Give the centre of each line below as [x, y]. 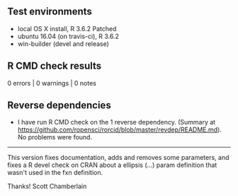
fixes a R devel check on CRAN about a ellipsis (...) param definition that [112, 165]
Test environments [50, 12]
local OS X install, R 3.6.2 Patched [67, 28]
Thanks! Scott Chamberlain [47, 186]
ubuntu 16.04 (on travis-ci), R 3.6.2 [68, 36]
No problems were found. [55, 137]
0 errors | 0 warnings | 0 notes [52, 83]
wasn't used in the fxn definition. [55, 173]
